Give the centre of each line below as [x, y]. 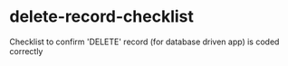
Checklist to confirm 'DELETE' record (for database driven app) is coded [144, 42]
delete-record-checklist [102, 17]
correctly [26, 51]
